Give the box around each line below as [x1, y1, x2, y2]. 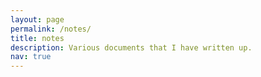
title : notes [10, 33, 65, 43]
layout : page [10, 14, 65, 25]
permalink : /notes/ [10, 24, 92, 34]
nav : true [10, 52, 52, 62]
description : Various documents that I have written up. [10, 42, 253, 53]
